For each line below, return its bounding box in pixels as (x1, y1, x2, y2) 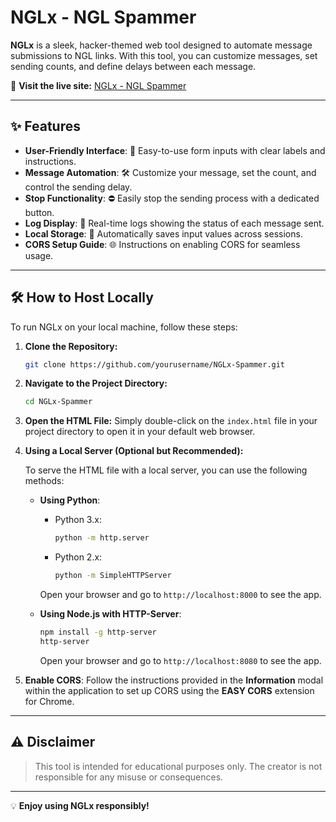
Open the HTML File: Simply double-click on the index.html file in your (24, 415, 318, 427)
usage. (24, 249, 54, 261)
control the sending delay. (24, 181, 133, 193)
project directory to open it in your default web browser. (24, 426, 256, 438)
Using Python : (39, 494, 101, 506)
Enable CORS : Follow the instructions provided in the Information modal (24, 674, 324, 686)
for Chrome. (24, 695, 75, 707)
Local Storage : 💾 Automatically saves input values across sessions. (24, 227, 303, 240)
